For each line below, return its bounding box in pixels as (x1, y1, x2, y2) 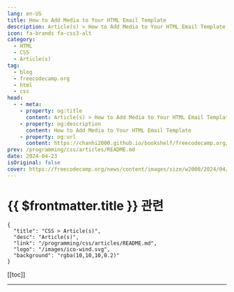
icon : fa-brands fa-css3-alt (7, 29, 92, 37)
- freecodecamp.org (13, 75, 70, 82)
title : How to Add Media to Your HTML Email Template (7, 17, 167, 24)
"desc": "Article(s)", (13, 233, 79, 240)
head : (7, 95, 23, 102)
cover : (7, 165, 26, 173)
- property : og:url (19, 133, 77, 140)
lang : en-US (7, 10, 42, 17)
